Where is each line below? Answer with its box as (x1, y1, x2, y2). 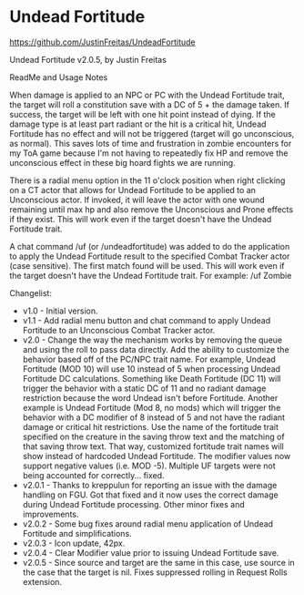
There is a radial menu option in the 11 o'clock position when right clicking (9, 175, 286, 186)
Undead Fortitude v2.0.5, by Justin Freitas (9, 54, 167, 65)
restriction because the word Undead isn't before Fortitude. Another (22, 392, 279, 403)
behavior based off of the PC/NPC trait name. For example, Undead (22, 354, 276, 364)
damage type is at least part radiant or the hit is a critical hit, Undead (9, 118, 267, 129)
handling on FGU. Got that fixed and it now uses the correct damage (22, 489, 279, 500)
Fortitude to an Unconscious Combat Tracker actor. (22, 324, 216, 335)
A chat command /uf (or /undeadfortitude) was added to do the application (9, 241, 290, 251)
